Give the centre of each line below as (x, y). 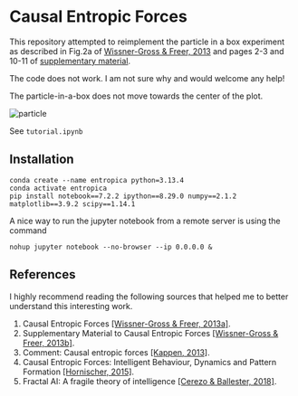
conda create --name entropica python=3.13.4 (96, 180)
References (43, 274)
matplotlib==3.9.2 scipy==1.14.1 (72, 204)
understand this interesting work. (71, 306)
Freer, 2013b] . (48, 343)
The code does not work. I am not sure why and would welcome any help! (147, 78)
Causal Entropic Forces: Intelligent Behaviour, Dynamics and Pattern (149, 362)
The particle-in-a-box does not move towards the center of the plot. (136, 96)
